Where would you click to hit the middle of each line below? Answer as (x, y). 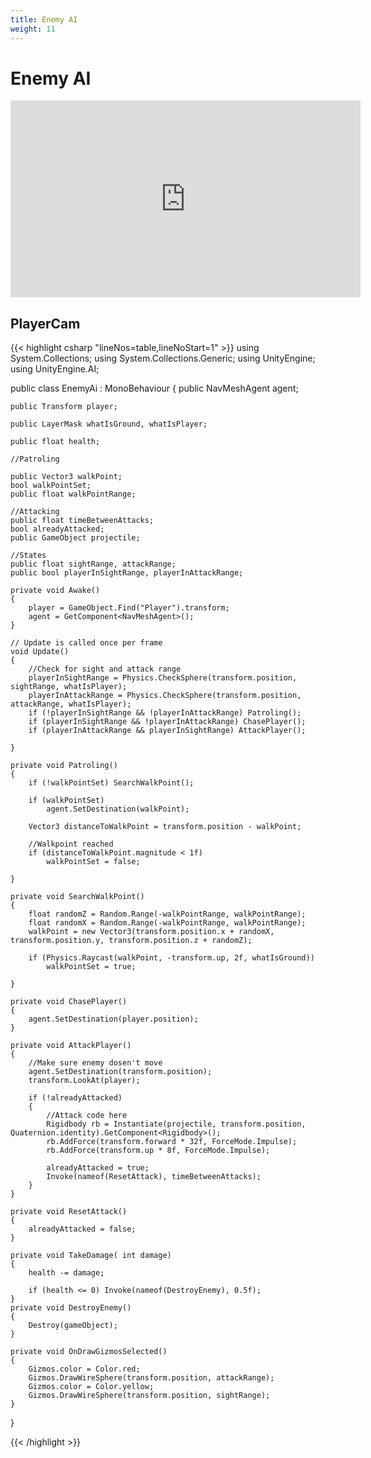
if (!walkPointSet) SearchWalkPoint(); (111, 783)
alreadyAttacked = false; (82, 1229)
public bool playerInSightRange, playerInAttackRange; (127, 573)
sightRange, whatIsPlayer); (69, 687)
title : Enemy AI (44, 19)
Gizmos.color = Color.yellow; (91, 1387)
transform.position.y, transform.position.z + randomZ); (131, 941)
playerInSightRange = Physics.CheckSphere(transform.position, (163, 678)
